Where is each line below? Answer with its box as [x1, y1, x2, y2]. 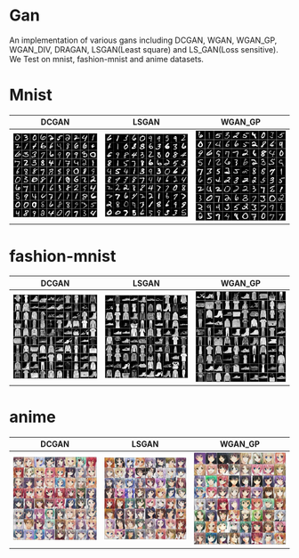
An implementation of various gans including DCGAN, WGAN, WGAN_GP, [9, 35, 278, 45]
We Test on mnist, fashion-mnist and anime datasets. [9, 53, 205, 64]
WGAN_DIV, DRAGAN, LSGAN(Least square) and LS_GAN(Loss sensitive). [9, 44, 279, 54]
